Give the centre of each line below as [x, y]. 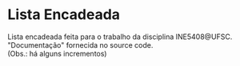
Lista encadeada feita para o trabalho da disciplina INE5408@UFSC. [120, 37]
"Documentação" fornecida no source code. [80, 45]
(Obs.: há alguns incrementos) [57, 53]
